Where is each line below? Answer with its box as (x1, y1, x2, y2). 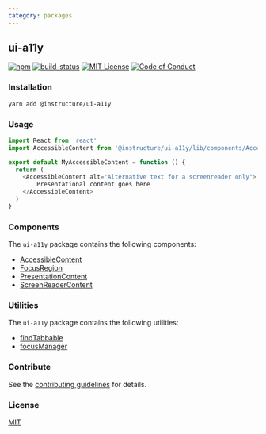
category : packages (8, 11, 73, 20)
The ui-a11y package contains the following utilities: (8, 318, 179, 328)
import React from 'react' (8, 136, 97, 144)
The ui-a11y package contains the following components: (8, 240, 196, 249)
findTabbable (19, 333, 63, 343)
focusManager (19, 342, 68, 351)
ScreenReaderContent (19, 280, 93, 290)
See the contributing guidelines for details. (8, 379, 147, 389)
